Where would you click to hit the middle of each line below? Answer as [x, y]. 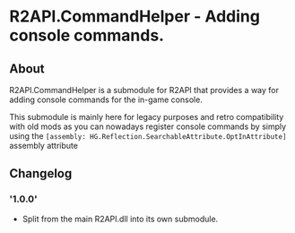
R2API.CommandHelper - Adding [134, 17]
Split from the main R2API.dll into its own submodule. [120, 219]
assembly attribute [44, 146]
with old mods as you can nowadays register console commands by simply [148, 126]
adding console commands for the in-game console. [106, 99]
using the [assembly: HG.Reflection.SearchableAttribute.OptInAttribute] [148, 136]
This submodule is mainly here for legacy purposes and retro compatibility [147, 117]
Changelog [41, 173]
